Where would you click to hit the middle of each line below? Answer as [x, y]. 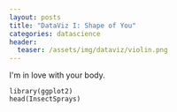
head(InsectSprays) [45, 99]
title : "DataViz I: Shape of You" [73, 26]
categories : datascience [55, 34]
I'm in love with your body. [57, 75]
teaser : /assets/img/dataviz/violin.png [92, 50]
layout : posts [35, 17]
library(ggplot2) [41, 92]
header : [23, 42]
